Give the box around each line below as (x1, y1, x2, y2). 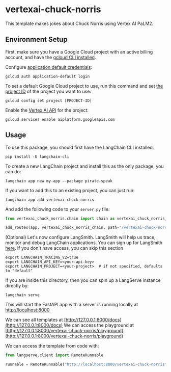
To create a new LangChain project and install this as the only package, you (5, 163, 164, 169)
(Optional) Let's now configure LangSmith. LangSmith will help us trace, (5, 234, 156, 241)
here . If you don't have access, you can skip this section (5, 245, 124, 251)
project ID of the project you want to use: (5, 88, 92, 94)
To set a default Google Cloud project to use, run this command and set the (5, 83, 163, 89)
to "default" (5, 269, 33, 274)
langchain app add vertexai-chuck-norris (5, 197, 95, 202)
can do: (5, 168, 21, 174)
